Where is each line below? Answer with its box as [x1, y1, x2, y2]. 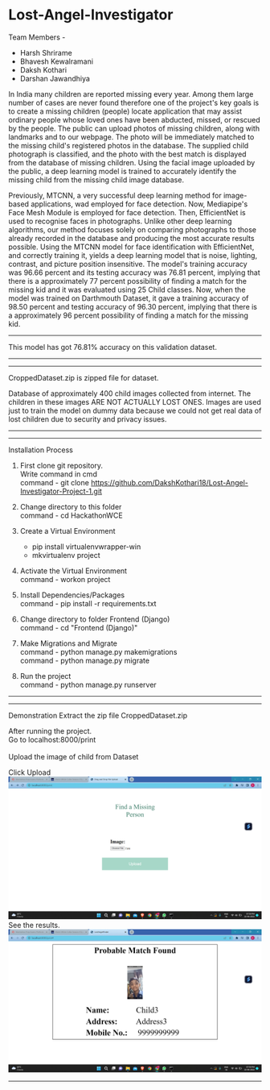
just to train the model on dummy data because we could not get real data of [8, 406, 262, 415]
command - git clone [19, 477, 90, 487]
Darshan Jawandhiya [19, 73, 91, 83]
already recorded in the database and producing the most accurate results [8, 233, 255, 243]
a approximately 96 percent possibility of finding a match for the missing [8, 310, 249, 320]
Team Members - [8, 32, 66, 42]
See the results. [8, 921, 60, 930]
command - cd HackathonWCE [19, 510, 123, 520]
